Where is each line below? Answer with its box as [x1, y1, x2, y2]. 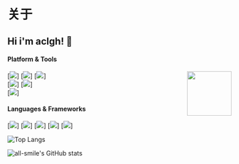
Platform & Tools [7, 55, 58, 64]
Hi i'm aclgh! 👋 [7, 35, 73, 47]
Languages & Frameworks [7, 104, 87, 114]
